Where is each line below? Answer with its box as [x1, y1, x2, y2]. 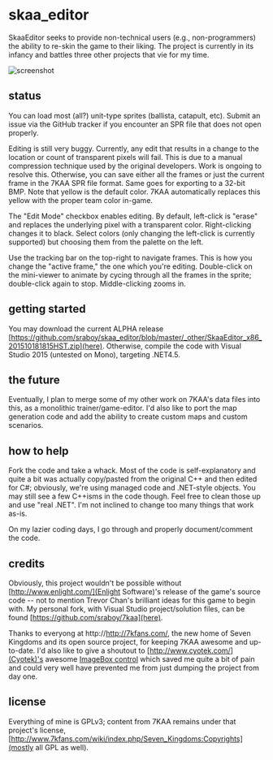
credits [8, 556, 45, 570]
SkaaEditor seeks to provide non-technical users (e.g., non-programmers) [8, 32, 256, 42]
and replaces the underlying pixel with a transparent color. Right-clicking [8, 219, 252, 229]
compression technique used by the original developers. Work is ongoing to [8, 161, 262, 171]
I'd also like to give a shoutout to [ [37, 646, 150, 655]
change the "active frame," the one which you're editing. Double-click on [8, 261, 253, 271]
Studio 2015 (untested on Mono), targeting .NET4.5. [8, 349, 180, 359]
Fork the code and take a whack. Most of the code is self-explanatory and [8, 465, 256, 476]
